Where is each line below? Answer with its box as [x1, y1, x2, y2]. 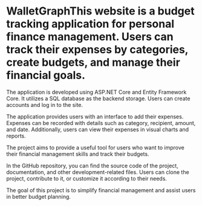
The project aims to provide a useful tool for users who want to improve [6, 144, 184, 151]
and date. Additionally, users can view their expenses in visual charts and [6, 126, 189, 133]
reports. [6, 132, 26, 140]
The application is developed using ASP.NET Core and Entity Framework [6, 88, 187, 95]
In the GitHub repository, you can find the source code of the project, [6, 162, 178, 169]
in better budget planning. [6, 193, 71, 200]
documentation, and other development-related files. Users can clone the [6, 168, 189, 176]
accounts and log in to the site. [6, 101, 83, 108]
